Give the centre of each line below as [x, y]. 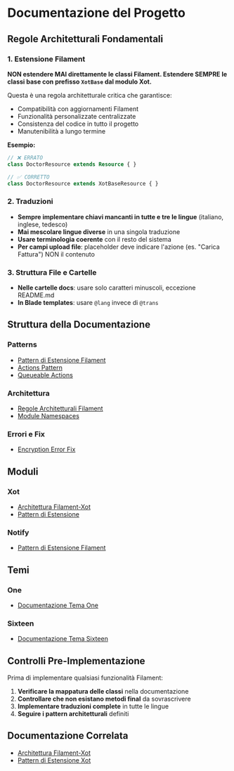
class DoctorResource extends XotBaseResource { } [83, 183]
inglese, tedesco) [43, 224]
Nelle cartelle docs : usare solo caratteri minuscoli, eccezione [106, 287]
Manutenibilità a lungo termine [61, 131]
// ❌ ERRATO [25, 157]
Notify [18, 532]
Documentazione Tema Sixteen [63, 639]
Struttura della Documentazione [79, 325]
